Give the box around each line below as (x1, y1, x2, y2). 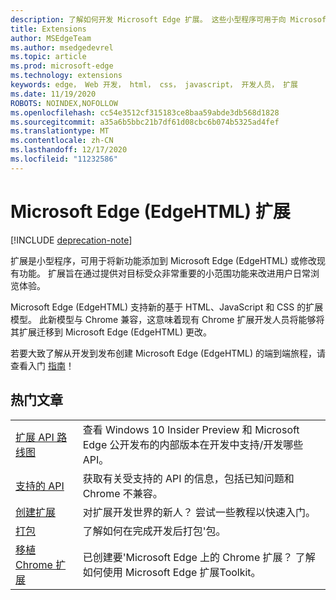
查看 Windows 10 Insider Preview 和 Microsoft (82, 422, 300, 436)
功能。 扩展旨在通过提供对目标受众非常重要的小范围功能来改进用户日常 (18, 267, 311, 279)
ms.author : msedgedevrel (10, 42, 114, 53)
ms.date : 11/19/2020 (10, 89, 97, 99)
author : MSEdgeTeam (10, 33, 92, 43)
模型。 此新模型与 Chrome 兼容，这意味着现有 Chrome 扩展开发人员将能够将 (10, 313, 325, 325)
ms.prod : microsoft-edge (10, 61, 114, 71)
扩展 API (15, 430, 55, 444)
